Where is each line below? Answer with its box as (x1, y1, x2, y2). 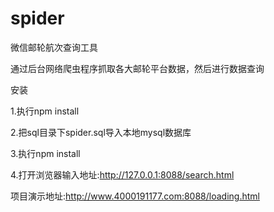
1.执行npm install (10, 105, 80, 117)
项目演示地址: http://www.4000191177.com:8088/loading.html (10, 190, 260, 202)
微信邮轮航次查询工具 (10, 41, 98, 53)
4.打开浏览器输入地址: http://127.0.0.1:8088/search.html (10, 168, 235, 181)
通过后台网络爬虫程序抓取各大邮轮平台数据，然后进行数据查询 (10, 62, 265, 74)
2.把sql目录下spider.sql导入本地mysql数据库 (10, 126, 192, 138)
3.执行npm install (10, 147, 81, 159)
